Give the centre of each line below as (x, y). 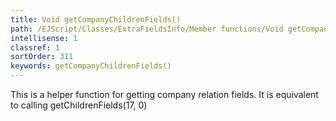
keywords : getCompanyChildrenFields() (91, 66)
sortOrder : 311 (42, 57)
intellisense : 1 (44, 38)
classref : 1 (35, 47)
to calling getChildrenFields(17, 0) (79, 105)
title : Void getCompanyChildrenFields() (96, 19)
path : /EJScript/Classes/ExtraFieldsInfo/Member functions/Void (147, 29)
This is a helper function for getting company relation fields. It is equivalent (164, 94)
